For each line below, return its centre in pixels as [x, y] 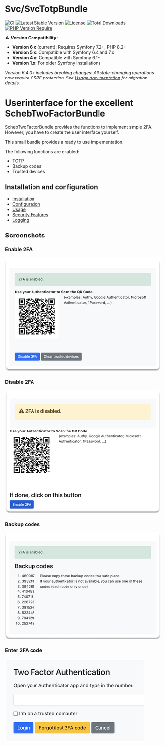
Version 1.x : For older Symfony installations [56, 63]
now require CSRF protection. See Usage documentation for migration [76, 78]
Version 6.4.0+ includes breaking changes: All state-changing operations [80, 72]
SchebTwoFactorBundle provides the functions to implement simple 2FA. [79, 127]
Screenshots [25, 236]
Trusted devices [29, 171]
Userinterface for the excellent [69, 103]
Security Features [30, 215]
